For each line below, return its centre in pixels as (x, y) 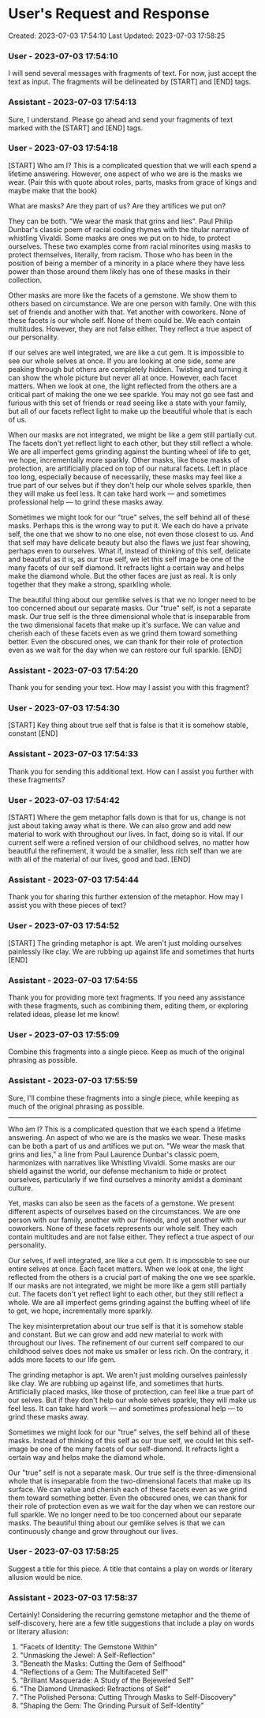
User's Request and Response (109, 14)
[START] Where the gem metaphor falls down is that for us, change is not (127, 817)
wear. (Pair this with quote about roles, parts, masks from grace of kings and (132, 182)
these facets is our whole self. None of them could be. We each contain (124, 320)
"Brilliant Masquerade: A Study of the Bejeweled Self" (107, 1680)
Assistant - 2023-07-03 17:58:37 (73, 1597)
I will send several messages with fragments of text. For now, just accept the (132, 73)
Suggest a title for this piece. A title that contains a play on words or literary (131, 1569)
